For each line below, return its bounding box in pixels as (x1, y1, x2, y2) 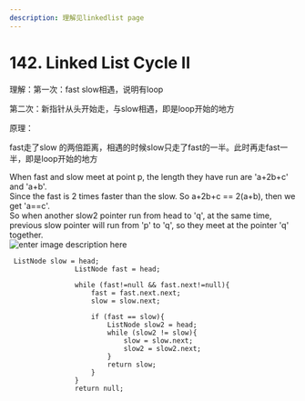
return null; (74, 384, 125, 393)
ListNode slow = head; (13, 256, 100, 266)
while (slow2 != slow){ (107, 328, 198, 337)
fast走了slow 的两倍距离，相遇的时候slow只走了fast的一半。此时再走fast (9, 142, 280, 153)
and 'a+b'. (9, 181, 47, 192)
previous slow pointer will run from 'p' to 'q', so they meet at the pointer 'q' (9, 219, 290, 230)
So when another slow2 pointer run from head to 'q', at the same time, (9, 210, 272, 221)
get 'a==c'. (9, 200, 50, 211)
